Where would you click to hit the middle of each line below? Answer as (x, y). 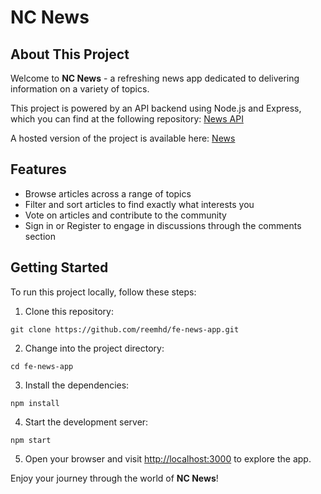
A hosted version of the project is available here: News (123, 138)
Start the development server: (86, 422)
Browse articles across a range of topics (108, 193)
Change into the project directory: (94, 348)
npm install (35, 403)
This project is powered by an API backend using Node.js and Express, (156, 108)
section (40, 236)
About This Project (70, 54)
